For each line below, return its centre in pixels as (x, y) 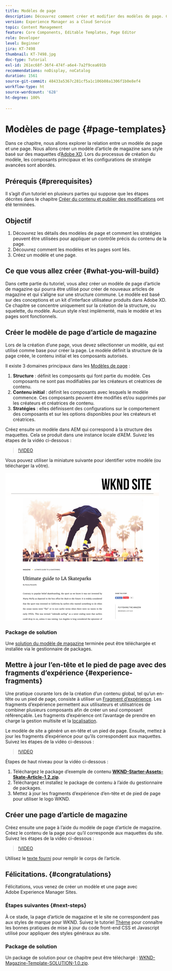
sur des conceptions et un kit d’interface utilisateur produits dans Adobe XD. (86, 300)
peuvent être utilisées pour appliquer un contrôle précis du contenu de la (90, 239)
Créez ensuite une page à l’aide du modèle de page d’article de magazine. (83, 827)
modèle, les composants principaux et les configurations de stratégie (78, 160)
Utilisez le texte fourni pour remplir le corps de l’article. (63, 858)
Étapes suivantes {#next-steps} (46, 906)
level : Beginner (23, 44)
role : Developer (23, 38)
